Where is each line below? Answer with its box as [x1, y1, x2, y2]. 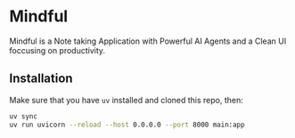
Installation [9, 71, 73, 86]
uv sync [9, 111, 38, 121]
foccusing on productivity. [9, 45, 105, 55]
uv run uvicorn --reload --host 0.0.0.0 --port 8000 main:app [9, 120, 245, 129]
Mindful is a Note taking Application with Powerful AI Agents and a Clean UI [9, 36, 287, 46]
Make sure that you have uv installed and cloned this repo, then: [9, 94, 243, 105]
